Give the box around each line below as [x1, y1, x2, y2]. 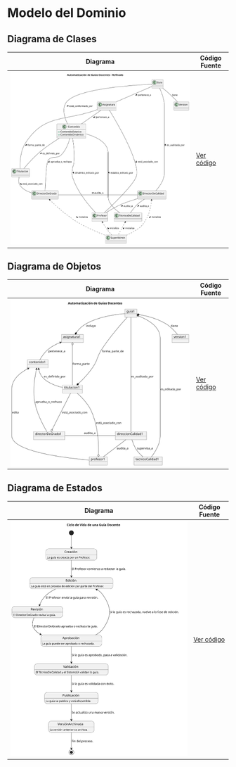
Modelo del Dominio [7, 5, 126, 21]
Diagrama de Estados [7, 482, 103, 494]
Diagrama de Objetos [7, 260, 102, 272]
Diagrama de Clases [7, 33, 97, 45]
